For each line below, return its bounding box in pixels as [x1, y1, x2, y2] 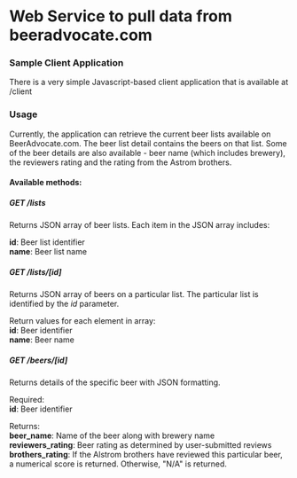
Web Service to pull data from [9, 6, 233, 27]
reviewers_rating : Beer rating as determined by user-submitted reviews [9, 440, 272, 451]
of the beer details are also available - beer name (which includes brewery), [9, 147, 286, 158]
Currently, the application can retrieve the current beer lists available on [9, 129, 271, 139]
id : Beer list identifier [9, 237, 86, 247]
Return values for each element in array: [9, 316, 156, 326]
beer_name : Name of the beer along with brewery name [9, 430, 215, 441]
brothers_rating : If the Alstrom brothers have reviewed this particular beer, [9, 450, 284, 460]
